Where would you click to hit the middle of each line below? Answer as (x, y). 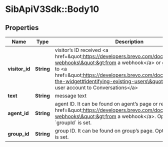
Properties (22, 28)
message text (70, 96)
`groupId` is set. (73, 122)
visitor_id (19, 69)
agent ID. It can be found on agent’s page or (106, 104)
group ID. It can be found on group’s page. (104, 131)
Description (129, 42)
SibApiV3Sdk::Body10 (52, 9)
